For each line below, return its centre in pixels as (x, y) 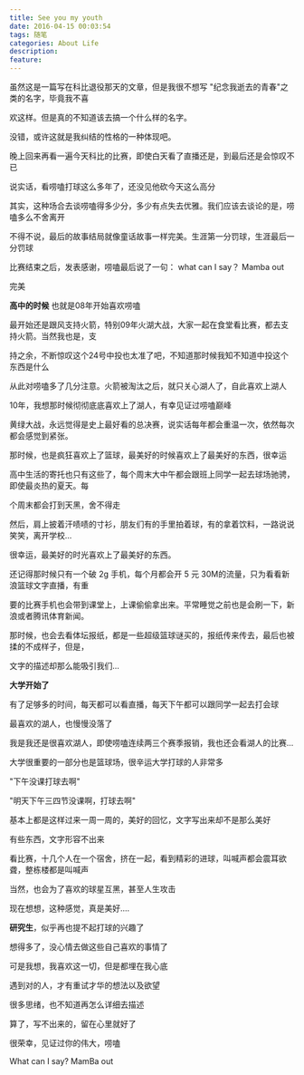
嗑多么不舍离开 (37, 217)
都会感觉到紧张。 (41, 436)
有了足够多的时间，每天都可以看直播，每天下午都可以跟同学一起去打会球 (144, 704)
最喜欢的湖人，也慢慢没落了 (61, 723)
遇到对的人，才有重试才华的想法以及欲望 (85, 985)
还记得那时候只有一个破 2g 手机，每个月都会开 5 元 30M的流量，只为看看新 (150, 574)
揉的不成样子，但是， (49, 646)
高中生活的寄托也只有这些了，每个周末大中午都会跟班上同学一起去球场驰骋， (152, 474)
